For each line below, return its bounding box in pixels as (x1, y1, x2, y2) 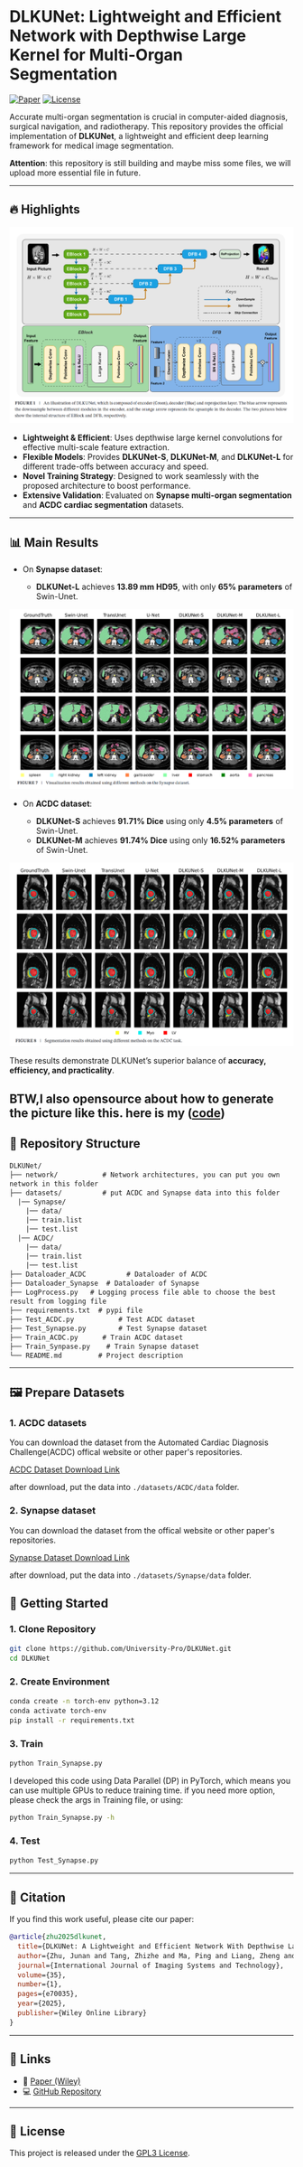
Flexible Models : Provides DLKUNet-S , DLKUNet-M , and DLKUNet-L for (22, 452, 294, 463)
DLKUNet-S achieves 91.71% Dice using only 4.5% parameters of (35, 815, 284, 826)
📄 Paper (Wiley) (22, 2076, 81, 2087)
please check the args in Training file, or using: (9, 1795, 183, 1806)
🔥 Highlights (9, 202, 81, 218)
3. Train (9, 1737, 43, 1750)
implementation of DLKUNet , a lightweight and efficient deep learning (9, 130, 269, 141)
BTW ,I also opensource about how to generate (9, 1091, 274, 1106)
